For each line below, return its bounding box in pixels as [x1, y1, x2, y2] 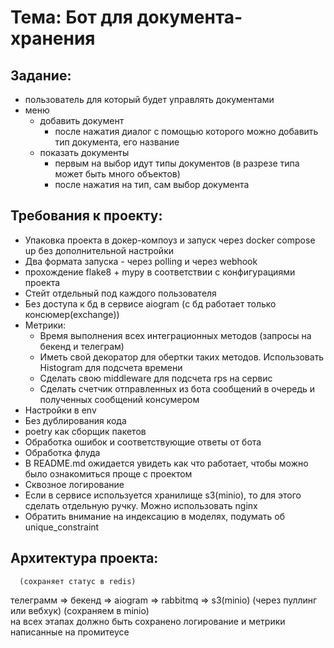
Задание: [10, 67, 72, 84]
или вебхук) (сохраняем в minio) [10, 604, 150, 616]
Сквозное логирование [24, 478, 125, 490]
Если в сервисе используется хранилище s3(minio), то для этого [24, 489, 302, 501]
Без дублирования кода [24, 414, 127, 426]
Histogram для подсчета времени [39, 361, 183, 373]
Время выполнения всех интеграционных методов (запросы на [39, 329, 312, 341]
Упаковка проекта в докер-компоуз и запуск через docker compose [24, 234, 316, 246]
